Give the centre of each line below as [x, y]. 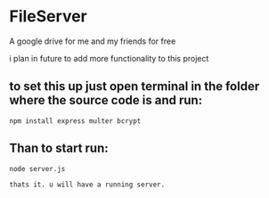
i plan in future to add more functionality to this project [109, 58]
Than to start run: [59, 148]
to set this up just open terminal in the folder [134, 87]
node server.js [37, 169]
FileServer [48, 16]
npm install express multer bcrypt [75, 121]
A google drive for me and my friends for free [93, 41]
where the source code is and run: [106, 100]
